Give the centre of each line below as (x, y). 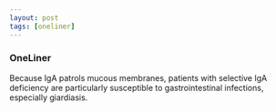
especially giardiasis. (49, 97)
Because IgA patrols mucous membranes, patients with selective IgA (138, 77)
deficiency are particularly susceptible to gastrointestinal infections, (137, 87)
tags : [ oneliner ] (42, 26)
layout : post (34, 18)
